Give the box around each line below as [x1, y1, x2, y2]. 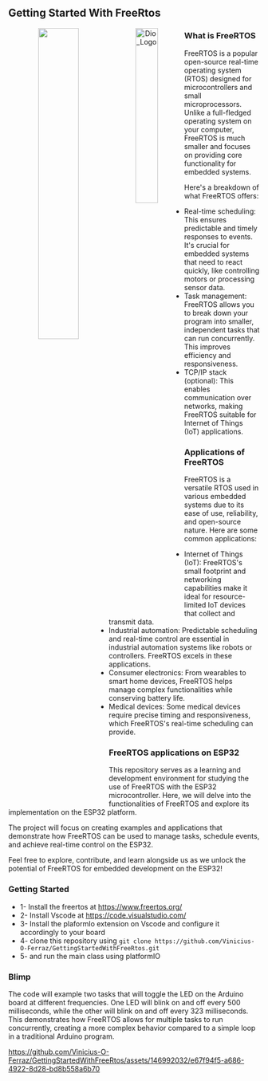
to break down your [183, 308, 249, 317]
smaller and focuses [183, 141, 251, 151]
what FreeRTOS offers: [183, 191, 259, 200]
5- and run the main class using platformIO [19, 951, 161, 961]
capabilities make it [183, 583, 248, 592]
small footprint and [183, 566, 246, 576]
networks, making [183, 401, 243, 411]
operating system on [183, 116, 252, 126]
